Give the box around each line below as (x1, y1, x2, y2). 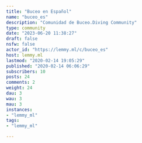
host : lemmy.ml (6, 52, 43, 58)
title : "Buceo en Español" (6, 8, 72, 15)
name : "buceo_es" (6, 14, 49, 20)
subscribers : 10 (6, 69, 46, 74)
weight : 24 (6, 85, 33, 91)
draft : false (6, 36, 38, 42)
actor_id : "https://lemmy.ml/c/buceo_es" (6, 47, 109, 53)
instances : (6, 107, 33, 113)
